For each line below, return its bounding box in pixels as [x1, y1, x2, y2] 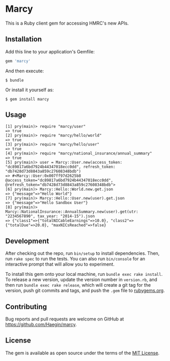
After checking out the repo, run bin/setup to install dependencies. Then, [5, 250, 160, 256]
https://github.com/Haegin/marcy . [5, 322, 77, 328]
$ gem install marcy [5, 96, 50, 102]
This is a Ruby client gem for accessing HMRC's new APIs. [5, 20, 129, 26]
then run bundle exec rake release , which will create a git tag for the [5, 282, 151, 288]
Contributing [5, 302, 47, 311]
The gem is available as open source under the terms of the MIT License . [5, 350, 160, 356]
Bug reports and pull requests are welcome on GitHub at [5, 316, 124, 322]
